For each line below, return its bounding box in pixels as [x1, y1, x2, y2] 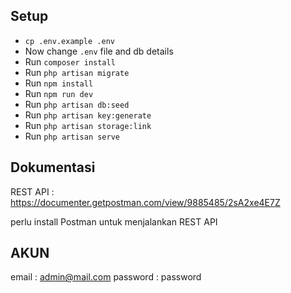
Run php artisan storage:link [24, 119, 152, 131]
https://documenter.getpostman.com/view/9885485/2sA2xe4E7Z [10, 196, 281, 208]
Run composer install [24, 55, 116, 68]
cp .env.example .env [24, 36, 115, 46]
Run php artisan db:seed [24, 98, 130, 110]
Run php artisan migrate [24, 66, 130, 78]
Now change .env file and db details [24, 45, 174, 57]
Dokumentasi [10, 159, 96, 176]
